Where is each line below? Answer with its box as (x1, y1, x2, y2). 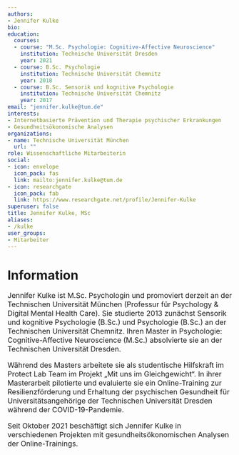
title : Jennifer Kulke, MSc (7, 210, 91, 217)
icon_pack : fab (14, 190, 59, 197)
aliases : (7, 216, 34, 224)
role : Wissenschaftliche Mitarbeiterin (7, 150, 126, 157)
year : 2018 (20, 76, 53, 84)
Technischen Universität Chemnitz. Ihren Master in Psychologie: (7, 326, 223, 336)
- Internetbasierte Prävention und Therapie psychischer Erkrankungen (7, 116, 222, 124)
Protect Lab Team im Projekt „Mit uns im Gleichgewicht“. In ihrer (7, 369, 223, 379)
